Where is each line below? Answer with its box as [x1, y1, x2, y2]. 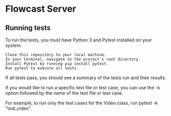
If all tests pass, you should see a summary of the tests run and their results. [5, 75, 166, 81]
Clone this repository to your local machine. [5, 52, 106, 57]
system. [5, 42, 22, 49]
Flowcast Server [5, 3, 77, 15]
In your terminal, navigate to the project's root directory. [5, 57, 141, 62]
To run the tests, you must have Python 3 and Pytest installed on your [5, 37, 152, 43]
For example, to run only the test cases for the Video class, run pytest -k [5, 100, 158, 106]
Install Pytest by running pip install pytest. [5, 61, 109, 66]
